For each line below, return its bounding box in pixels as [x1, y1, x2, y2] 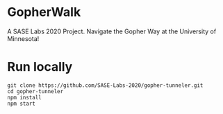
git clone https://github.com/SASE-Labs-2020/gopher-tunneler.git [7, 81, 204, 89]
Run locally [7, 59, 73, 75]
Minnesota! [7, 34, 40, 42]
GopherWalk [7, 4, 81, 20]
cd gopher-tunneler [7, 88, 64, 95]
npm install [7, 94, 42, 101]
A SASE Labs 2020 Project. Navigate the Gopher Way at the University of [7, 27, 217, 35]
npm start [7, 100, 36, 107]
